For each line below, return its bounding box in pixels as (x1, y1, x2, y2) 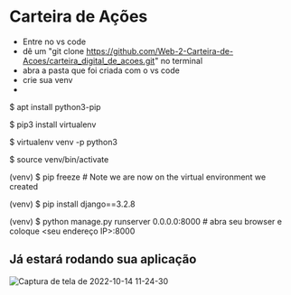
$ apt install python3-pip (9, 101, 101, 112)
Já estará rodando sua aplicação (9, 252, 197, 267)
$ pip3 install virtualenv (9, 119, 97, 130)
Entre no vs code (22, 36, 87, 47)
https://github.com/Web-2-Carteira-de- (85, 45, 233, 56)
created (9, 180, 39, 191)
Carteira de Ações (9, 6, 148, 27)
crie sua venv (22, 74, 73, 85)
